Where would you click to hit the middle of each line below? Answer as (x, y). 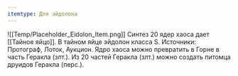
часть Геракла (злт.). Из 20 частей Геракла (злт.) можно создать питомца (119, 57)
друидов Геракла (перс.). (46, 64)
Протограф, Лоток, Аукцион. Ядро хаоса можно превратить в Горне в (114, 49)
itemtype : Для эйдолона (43, 14)
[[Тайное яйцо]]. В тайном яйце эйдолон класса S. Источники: (102, 42)
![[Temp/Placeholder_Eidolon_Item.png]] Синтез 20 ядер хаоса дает (108, 34)
